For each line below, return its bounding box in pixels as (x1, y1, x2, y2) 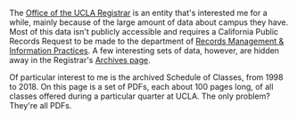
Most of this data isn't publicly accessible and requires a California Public (9, 27, 279, 36)
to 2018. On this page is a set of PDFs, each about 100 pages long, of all (9, 82, 274, 92)
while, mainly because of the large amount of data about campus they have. (9, 17, 288, 28)
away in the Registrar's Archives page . (9, 55, 152, 65)
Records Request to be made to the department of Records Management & (9, 36, 285, 46)
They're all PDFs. (9, 100, 72, 110)
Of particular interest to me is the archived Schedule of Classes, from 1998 (9, 72, 284, 83)
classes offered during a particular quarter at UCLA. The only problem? (9, 91, 270, 101)
